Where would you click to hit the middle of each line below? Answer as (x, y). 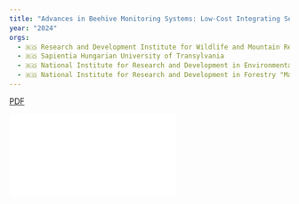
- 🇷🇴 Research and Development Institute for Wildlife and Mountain (149, 47)
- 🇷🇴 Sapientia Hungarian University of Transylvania (121, 56)
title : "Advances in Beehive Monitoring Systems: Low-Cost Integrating (145, 19)
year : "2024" (33, 28)
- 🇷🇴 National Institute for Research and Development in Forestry (147, 75)
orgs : (19, 37)
